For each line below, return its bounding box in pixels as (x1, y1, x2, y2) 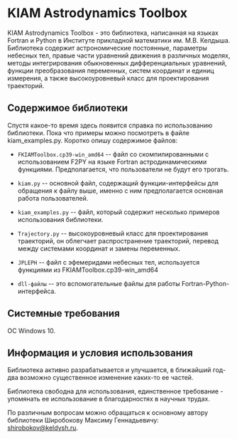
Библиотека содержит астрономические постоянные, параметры (7, 43, 208, 52)
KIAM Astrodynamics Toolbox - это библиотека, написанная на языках (7, 28, 219, 37)
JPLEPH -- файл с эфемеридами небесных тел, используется (17, 258, 200, 266)
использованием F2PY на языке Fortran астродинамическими (17, 157, 207, 166)
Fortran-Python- (181, 279, 229, 287)
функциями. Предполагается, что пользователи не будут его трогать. (17, 165, 229, 174)
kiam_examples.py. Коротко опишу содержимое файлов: (7, 136, 178, 144)
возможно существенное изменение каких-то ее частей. (20, 374, 194, 382)
